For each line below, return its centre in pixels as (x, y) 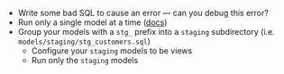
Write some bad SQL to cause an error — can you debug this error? (143, 13)
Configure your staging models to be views (112, 51)
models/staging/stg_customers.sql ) (84, 41)
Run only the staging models (85, 60)
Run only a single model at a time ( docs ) (92, 22)
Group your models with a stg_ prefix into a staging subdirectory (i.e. (146, 32)
